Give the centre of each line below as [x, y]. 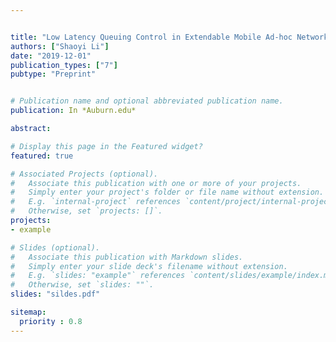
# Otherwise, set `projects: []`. [86, 211]
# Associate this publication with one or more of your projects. [156, 183]
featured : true [42, 156]
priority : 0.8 [51, 321]
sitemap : [28, 312]
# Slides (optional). [55, 247]
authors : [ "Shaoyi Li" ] [60, 46]
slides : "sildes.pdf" [55, 294]
